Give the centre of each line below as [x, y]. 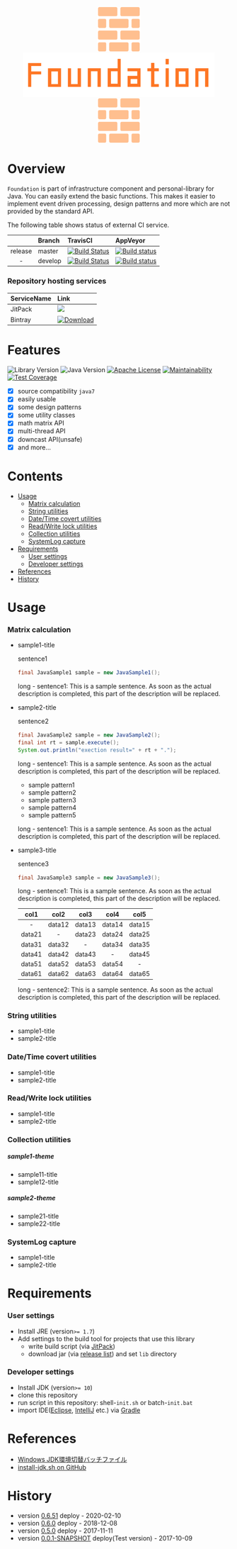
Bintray [21, 320]
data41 [31, 954]
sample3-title [37, 850]
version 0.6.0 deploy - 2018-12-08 [68, 1523]
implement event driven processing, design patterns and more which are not [119, 203]
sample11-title [37, 1174]
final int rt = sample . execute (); [68, 742]
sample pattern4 [52, 807]
